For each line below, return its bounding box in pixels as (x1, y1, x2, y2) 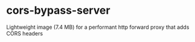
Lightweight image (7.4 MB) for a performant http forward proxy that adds (6, 23, 190, 31)
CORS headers (6, 29, 43, 37)
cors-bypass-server (6, 4, 110, 17)
